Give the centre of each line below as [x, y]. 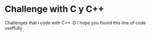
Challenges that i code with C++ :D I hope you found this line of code [75, 23]
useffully [14, 28]
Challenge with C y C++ [55, 9]
